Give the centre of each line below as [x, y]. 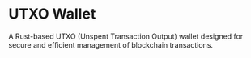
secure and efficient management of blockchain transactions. [111, 44]
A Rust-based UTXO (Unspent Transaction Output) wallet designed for [126, 36]
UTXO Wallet [52, 14]
